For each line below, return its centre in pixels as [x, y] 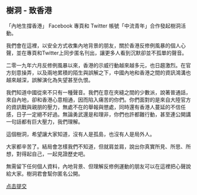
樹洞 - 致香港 [29, 11]
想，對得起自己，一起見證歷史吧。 [47, 153]
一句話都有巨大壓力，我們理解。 [45, 121]
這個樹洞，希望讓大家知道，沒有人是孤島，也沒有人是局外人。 [81, 134]
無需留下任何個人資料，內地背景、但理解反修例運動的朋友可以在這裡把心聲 [96, 166]
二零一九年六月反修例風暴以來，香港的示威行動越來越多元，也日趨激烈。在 [96, 65]
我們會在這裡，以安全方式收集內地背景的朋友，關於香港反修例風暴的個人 [93, 45]
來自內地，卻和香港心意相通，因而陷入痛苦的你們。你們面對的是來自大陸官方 [98, 100]
